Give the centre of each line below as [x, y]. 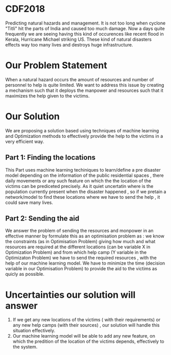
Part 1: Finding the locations [51, 158]
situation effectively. [34, 330]
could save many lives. [29, 202]
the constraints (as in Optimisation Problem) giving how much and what [80, 242]
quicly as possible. [25, 274]
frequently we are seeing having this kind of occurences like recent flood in [85, 34]
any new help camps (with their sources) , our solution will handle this [86, 325]
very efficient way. [25, 141]
